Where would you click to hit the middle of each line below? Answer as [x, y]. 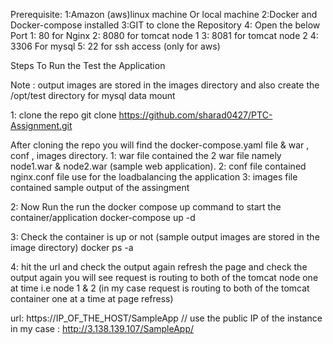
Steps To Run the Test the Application [88, 65]
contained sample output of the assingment [100, 187]
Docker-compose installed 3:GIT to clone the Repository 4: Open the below [165, 25]
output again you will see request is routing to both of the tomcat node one [164, 277]
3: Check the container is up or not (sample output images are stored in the [165, 237]
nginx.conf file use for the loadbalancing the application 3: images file [154, 177]
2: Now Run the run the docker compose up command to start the [146, 207]
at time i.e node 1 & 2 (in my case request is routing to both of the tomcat [160, 288]
